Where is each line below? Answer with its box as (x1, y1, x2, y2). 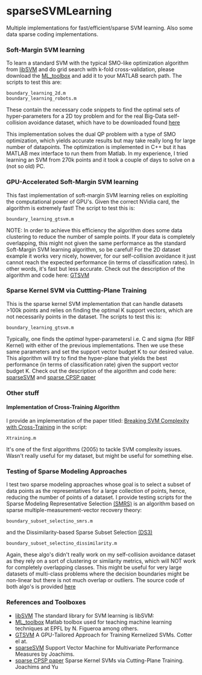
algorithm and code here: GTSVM (6, 271, 89, 279)
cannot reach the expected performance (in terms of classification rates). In (6, 258, 195, 266)
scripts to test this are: (6, 78, 62, 86)
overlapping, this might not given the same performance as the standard (6, 239, 186, 247)
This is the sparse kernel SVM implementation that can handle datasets (6, 300, 183, 307)
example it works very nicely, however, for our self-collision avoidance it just (6, 252, 196, 259)
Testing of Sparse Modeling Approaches (6, 467, 128, 475)
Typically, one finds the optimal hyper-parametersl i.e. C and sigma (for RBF (6, 335, 195, 342)
